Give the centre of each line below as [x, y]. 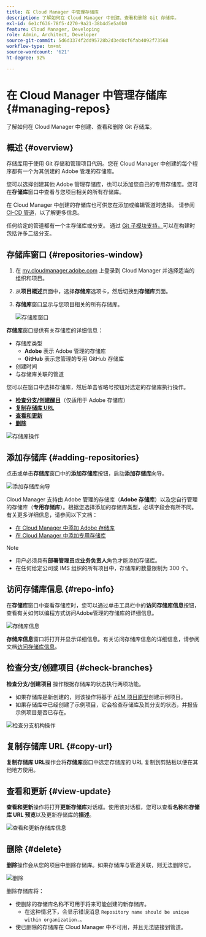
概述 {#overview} [40, 148]
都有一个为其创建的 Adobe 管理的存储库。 [64, 171]
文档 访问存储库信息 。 [33, 646]
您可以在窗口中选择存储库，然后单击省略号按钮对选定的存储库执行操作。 [97, 387]
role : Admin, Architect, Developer [52, 35]
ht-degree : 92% [26, 58]
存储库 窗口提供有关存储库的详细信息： [55, 330]
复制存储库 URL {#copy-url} [60, 746]
